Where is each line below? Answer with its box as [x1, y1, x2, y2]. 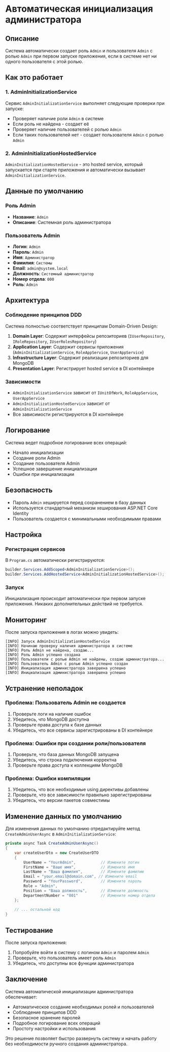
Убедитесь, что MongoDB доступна [12, 716, 90, 722]
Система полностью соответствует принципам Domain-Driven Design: [5, 323, 158, 329]
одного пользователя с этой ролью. [5, 59, 84, 64]
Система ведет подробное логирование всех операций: [5, 439, 127, 446]
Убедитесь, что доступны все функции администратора [12, 960, 134, 966]
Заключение [5, 975, 48, 984]
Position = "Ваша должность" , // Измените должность [23, 888, 149, 893]
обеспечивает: [5, 994, 37, 1000]
